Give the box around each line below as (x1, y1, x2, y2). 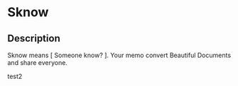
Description (7, 32, 60, 44)
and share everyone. (7, 59, 67, 67)
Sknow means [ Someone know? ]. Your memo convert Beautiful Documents (7, 51, 232, 59)
